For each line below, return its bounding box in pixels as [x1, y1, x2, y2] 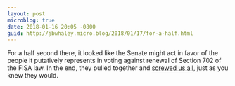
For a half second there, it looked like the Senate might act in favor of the [7, 49, 219, 57]
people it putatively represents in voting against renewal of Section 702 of [7, 57, 222, 65]
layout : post [7, 10, 46, 17]
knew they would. [7, 71, 58, 80]
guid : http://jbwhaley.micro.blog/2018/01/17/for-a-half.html [7, 29, 193, 37]
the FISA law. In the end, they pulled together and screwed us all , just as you [7, 64, 229, 72]
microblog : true [7, 17, 55, 24]
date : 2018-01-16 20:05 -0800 [7, 23, 96, 30]
